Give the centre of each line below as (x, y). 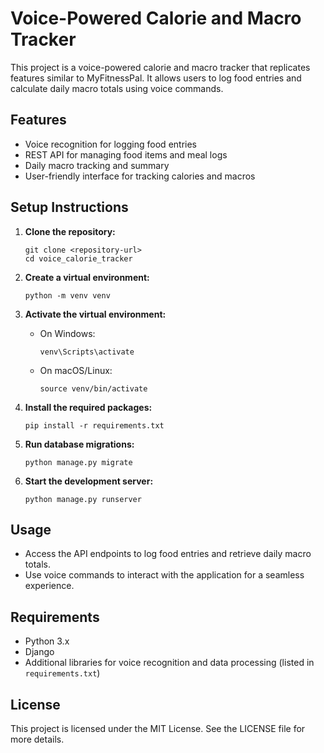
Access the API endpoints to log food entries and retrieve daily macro (168, 554)
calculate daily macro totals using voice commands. (117, 88)
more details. (37, 739)
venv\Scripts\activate (87, 352)
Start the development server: (89, 481)
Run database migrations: (79, 444)
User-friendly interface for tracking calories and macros (140, 176)
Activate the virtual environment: (95, 314)
